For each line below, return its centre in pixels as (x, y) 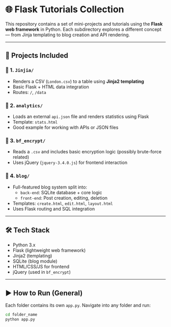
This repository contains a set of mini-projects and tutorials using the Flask (84, 24)
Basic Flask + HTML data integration (51, 87)
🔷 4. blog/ (17, 176)
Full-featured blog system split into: (50, 187)
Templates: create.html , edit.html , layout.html (63, 203)
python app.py (20, 320)
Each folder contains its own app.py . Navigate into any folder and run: (78, 306)
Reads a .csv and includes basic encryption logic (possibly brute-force (87, 152)
